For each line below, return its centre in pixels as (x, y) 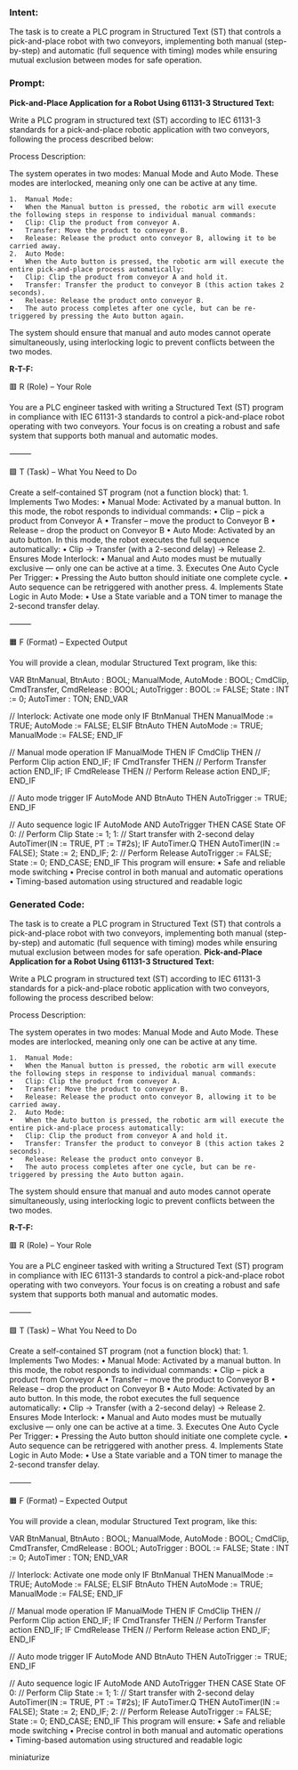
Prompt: (27, 84)
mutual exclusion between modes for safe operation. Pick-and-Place (136, 952)
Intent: (24, 12)
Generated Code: (47, 904)
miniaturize (30, 1757)
